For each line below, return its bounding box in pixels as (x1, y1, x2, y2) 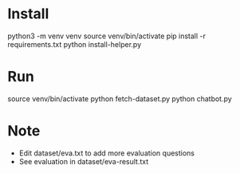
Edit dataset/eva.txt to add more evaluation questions (18, 148, 195, 158)
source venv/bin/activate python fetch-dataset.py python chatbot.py (7, 93, 232, 104)
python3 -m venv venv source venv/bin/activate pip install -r (7, 31, 207, 41)
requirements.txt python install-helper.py (7, 39, 141, 49)
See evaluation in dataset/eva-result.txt (18, 156, 149, 166)
